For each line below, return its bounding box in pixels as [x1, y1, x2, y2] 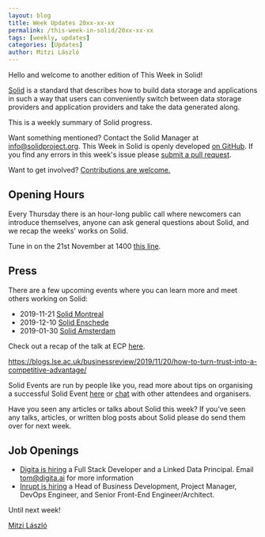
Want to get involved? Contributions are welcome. [8, 166, 171, 174]
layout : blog [8, 11, 51, 20]
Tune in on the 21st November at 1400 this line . [8, 241, 161, 250]
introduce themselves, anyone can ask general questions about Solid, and [8, 217, 249, 227]
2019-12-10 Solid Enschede [19, 318, 109, 327]
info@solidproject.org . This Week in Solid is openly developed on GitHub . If [8, 142, 253, 150]
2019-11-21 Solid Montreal [19, 309, 104, 318]
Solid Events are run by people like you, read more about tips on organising [8, 380, 253, 390]
